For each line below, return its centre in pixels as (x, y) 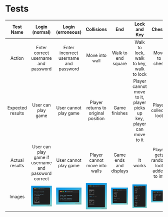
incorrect (69, 53)
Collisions (96, 29)
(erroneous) (69, 32)
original (96, 113)
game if (41, 157)
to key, (139, 63)
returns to (96, 107)
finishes (120, 113)
